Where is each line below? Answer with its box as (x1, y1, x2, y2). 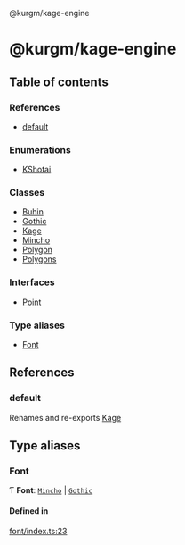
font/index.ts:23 (9, 525, 68, 536)
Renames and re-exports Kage (9, 412, 122, 423)
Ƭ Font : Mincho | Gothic (9, 485, 93, 496)
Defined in (9, 506, 49, 516)
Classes (9, 187, 45, 199)
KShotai (21, 164, 52, 175)
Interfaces (9, 276, 55, 289)
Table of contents (9, 74, 109, 89)
